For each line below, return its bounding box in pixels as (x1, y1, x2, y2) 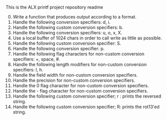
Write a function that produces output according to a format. (12, 14, 137, 19)
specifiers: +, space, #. (12, 56, 60, 62)
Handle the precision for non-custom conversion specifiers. (12, 77, 136, 83)
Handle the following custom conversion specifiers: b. (12, 24, 124, 30)
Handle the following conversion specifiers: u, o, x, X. (12, 30, 122, 35)
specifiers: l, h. (12, 67, 44, 73)
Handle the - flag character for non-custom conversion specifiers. (12, 88, 149, 94)
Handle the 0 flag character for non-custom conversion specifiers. (12, 83, 149, 89)
